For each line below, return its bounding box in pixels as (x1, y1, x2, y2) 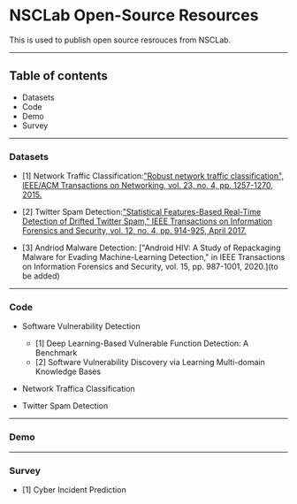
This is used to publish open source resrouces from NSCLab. (9, 34, 232, 45)
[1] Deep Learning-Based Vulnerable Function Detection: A (34, 338, 249, 349)
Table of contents (9, 68, 108, 84)
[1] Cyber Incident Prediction (21, 484, 126, 495)
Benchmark (34, 347, 78, 358)
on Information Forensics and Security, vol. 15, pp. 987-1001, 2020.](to (21, 262, 278, 272)
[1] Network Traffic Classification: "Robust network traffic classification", (21, 171, 285, 181)
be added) (21, 271, 60, 281)
